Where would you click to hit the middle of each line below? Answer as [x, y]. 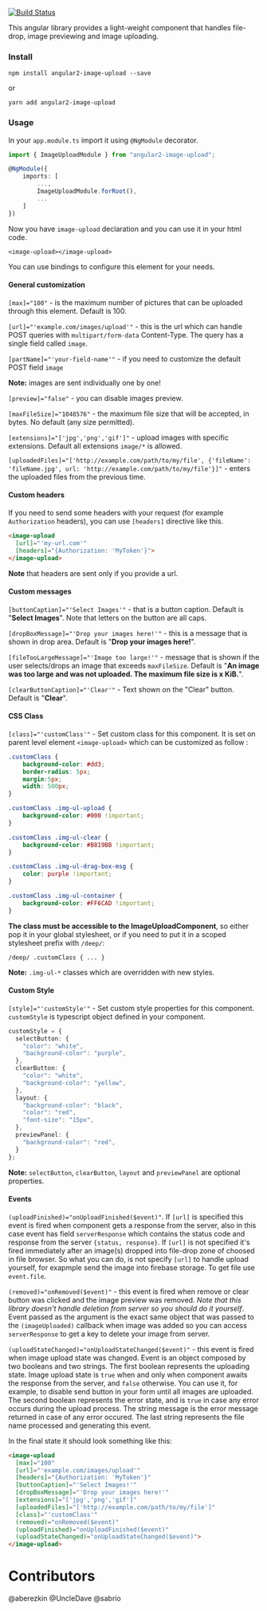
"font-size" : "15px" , [58, 1120]
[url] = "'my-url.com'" [51, 543]
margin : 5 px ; [42, 779]
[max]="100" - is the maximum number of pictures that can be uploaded [126, 302]
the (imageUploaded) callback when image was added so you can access [128, 1325]
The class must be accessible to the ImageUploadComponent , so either [129, 926]
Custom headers [37, 495]
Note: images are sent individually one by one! [85, 382]
